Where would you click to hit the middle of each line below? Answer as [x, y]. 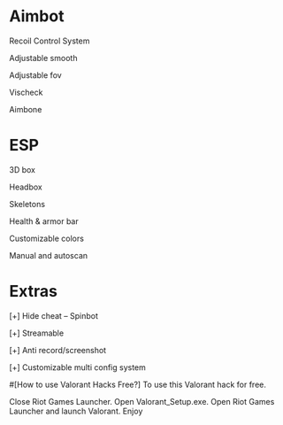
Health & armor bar [44, 221]
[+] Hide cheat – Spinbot [54, 315]
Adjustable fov [35, 75]
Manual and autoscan [49, 255]
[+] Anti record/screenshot [58, 350]
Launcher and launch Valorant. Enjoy [76, 411]
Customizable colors [46, 238]
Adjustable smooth [43, 58]
